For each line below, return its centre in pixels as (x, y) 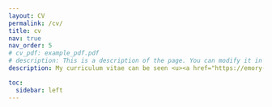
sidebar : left (39, 90)
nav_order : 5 (30, 46)
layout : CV (27, 16)
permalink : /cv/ (36, 23)
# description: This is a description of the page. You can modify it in (136, 61)
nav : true (25, 38)
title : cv (25, 31)
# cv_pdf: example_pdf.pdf (54, 53)
